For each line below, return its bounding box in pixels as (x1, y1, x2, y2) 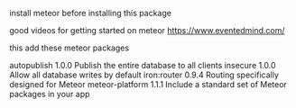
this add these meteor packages (9, 42, 129, 53)
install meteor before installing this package (9, 8, 171, 18)
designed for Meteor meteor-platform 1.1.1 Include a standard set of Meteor (9, 79, 287, 89)
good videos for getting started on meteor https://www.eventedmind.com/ (9, 25, 286, 35)
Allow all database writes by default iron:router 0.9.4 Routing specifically (9, 69, 280, 80)
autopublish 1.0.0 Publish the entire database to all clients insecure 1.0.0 (9, 60, 277, 70)
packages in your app (9, 89, 90, 99)
